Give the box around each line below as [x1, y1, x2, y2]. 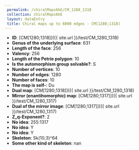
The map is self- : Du [11, 82, 55, 88]
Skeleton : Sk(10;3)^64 [11, 135, 58, 141]
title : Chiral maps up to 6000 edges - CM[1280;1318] [6, 21, 121, 26]
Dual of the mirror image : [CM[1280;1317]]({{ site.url [11, 103, 120, 109]
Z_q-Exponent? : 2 [11, 114, 50, 120]
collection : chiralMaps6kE [6, 12, 63, 17]
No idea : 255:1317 [11, 119, 49, 125]
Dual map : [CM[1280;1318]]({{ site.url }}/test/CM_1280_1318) [11, 87, 135, 93]
